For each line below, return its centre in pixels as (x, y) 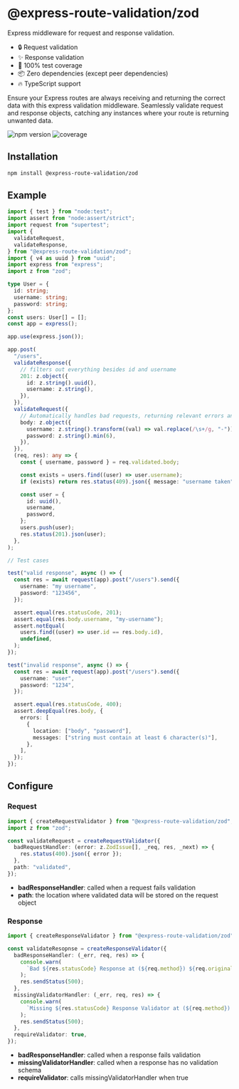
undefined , (36, 639)
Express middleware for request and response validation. (91, 33)
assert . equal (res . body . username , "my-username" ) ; (89, 619)
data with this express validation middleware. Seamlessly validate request (115, 105)
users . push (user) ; (47, 528)
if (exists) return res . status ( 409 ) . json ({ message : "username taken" (127, 481)
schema (29, 1070)
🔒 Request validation (48, 47)
